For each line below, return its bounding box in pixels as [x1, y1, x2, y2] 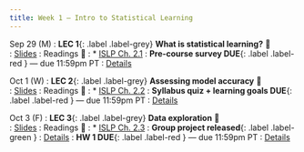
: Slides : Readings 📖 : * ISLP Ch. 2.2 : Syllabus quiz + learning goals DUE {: [9, 85, 293, 96]
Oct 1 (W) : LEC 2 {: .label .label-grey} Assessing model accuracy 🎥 [9, 75, 262, 86]
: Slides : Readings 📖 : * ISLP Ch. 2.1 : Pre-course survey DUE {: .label [9, 47, 269, 59]
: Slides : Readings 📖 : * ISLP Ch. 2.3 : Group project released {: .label [9, 122, 269, 133]
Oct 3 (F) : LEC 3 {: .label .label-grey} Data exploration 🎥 [9, 112, 220, 123]
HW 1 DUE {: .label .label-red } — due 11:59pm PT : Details [76, 131, 291, 142]
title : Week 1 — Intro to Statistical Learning [9, 13, 194, 23]
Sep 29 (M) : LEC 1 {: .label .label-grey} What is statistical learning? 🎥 [9, 38, 271, 49]
